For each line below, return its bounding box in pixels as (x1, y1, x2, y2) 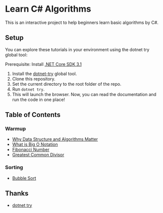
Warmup (5, 125, 26, 132)
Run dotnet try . (12, 86, 45, 92)
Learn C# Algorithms (5, 3, 91, 15)
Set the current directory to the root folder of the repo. (12, 81, 122, 87)
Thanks (5, 189, 29, 198)
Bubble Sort (12, 175, 37, 181)
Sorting (5, 164, 23, 171)
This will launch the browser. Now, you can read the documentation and (12, 91, 157, 97)
